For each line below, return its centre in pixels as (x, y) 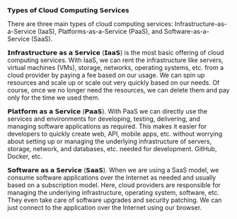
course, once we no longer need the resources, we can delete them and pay (118, 90)
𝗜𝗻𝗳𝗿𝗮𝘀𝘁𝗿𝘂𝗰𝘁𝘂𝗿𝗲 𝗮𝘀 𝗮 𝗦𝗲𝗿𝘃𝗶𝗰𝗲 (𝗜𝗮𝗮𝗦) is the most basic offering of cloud (116, 53)
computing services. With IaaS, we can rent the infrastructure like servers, (116, 60)
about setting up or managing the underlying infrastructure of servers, (110, 141)
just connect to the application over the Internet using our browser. (105, 207)
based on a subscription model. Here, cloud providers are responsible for (114, 185)
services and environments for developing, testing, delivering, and (104, 119)
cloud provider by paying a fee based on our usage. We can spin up (106, 75)
